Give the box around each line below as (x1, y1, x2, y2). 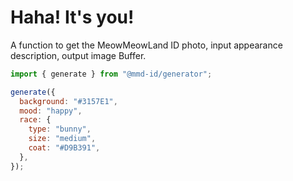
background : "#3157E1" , (19, 96, 118, 106)
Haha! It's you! (10, 6, 135, 29)
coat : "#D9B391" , (28, 143, 101, 153)
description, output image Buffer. (10, 49, 147, 61)
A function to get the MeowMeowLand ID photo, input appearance (10, 39, 283, 51)
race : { (19, 115, 52, 125)
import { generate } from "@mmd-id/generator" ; (10, 69, 213, 79)
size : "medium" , (28, 134, 97, 144)
